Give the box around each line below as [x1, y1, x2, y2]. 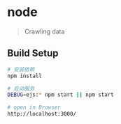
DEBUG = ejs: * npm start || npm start [7, 91, 114, 98]
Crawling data [24, 27, 65, 36]
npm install [7, 72, 42, 79]
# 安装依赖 [7, 65, 35, 73]
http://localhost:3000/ [7, 111, 77, 118]
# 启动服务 [7, 85, 35, 92]
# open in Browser [7, 104, 61, 111]
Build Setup [7, 47, 59, 59]
